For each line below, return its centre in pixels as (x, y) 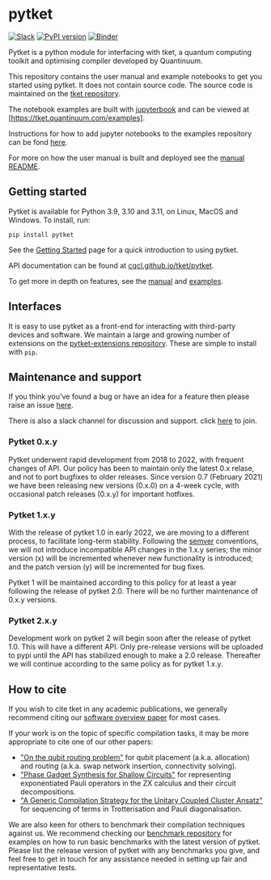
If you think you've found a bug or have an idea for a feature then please (129, 396)
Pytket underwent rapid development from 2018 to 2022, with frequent (126, 459)
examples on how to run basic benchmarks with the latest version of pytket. (135, 842)
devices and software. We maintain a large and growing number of (119, 334)
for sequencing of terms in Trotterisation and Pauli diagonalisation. (131, 809)
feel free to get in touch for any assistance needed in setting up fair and (128, 859)
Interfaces (35, 307)
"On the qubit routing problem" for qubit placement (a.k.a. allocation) (135, 758)
